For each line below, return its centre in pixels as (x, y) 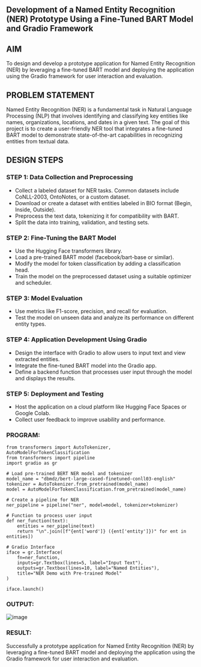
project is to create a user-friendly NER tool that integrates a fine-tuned (94, 129)
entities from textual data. (38, 142)
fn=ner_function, (39, 558)
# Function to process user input (49, 516)
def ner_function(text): (37, 521)
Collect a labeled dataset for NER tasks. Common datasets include (97, 190)
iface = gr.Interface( (34, 552)
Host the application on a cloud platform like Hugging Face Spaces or (101, 407)
